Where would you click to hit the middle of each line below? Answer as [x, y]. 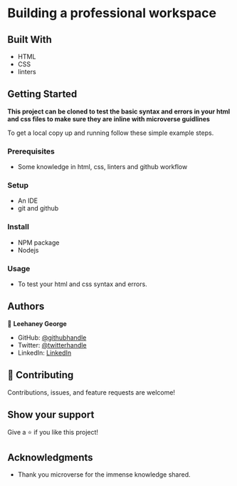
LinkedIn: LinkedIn [44, 353]
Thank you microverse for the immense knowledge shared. [104, 475]
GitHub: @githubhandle [52, 338]
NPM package [38, 242]
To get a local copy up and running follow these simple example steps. [111, 133]
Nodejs [28, 250]
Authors [26, 307]
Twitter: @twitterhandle [52, 345]
